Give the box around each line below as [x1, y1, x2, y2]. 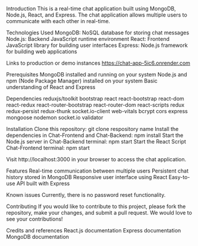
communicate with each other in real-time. [6, 18, 111, 24]
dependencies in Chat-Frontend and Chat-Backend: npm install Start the [6, 132, 184, 139]
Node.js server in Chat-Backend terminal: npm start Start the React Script [6, 138, 186, 145]
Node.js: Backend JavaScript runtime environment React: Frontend [6, 36, 170, 42]
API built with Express [16, 180, 70, 187]
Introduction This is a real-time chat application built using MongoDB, [6, 5, 177, 12]
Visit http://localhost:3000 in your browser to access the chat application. [6, 156, 187, 162]
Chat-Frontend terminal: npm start [6, 145, 90, 151]
